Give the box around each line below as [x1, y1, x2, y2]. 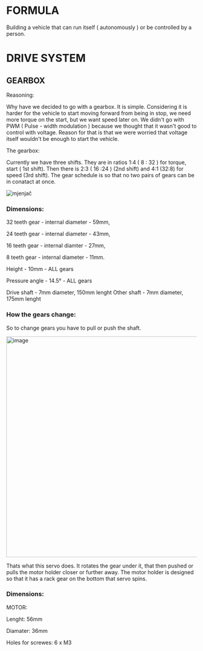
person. [6, 30, 26, 37]
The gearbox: [6, 146, 40, 154]
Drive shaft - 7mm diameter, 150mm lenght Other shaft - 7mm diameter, [6, 289, 184, 296]
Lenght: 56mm [6, 615, 43, 623]
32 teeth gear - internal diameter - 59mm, [6, 218, 111, 226]
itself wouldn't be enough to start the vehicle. [6, 135, 119, 142]
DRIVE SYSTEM [6, 51, 86, 65]
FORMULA [6, 4, 59, 18]
